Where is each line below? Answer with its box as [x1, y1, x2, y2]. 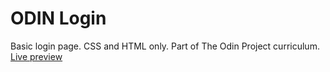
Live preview [10, 50, 63, 62]
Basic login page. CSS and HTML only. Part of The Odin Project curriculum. [10, 40, 320, 52]
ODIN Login [10, 7, 107, 30]
